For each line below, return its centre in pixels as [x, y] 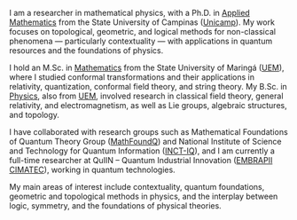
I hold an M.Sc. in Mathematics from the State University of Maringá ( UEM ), [147, 67]
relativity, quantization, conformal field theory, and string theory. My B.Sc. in [148, 86]
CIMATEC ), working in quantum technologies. [92, 169]
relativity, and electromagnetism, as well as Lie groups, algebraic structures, [148, 105]
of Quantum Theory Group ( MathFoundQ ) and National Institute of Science [145, 141]
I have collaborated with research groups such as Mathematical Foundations [148, 132]
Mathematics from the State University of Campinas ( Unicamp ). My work [142, 22]
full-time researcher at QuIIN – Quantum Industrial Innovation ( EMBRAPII [141, 160]
